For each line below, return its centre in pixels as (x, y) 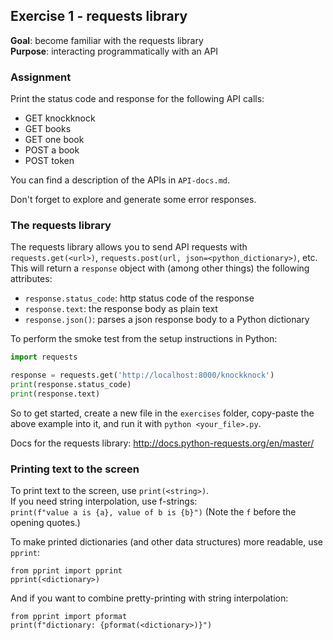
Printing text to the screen (75, 469)
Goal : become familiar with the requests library (107, 40)
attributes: (31, 279)
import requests (44, 357)
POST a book (52, 150)
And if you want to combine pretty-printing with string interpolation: (149, 598)
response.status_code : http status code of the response (139, 298)
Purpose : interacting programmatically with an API (114, 51)
